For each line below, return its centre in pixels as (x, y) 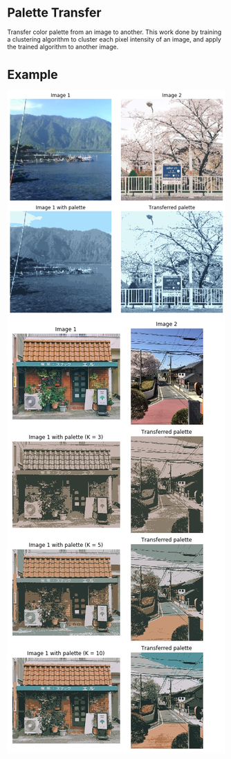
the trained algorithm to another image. (63, 46)
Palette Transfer (54, 13)
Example (33, 75)
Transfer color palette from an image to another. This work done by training (114, 32)
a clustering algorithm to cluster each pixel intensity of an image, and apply (114, 39)
